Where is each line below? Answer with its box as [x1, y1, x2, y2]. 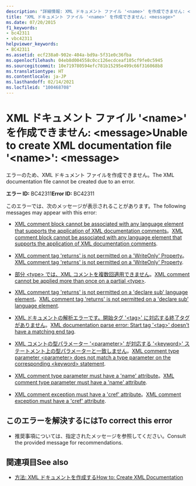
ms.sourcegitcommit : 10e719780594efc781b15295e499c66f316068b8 [6, 63, 163, 69]
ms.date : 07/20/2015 [6, 19, 57, 25]
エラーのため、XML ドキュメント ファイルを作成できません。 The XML [6, 171, 175, 178]
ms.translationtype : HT [6, 68, 64, 74]
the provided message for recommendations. [14, 439, 124, 446]
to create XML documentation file [6, 139, 172, 152]
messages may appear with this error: [6, 209, 97, 216]
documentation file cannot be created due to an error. [6, 178, 135, 185]
